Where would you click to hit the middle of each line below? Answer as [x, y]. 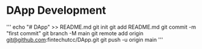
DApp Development [56, 10]
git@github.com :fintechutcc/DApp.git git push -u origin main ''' [85, 39]
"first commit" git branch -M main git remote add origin [75, 33]
